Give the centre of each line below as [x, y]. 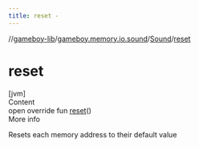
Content [22, 102]
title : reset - [34, 16]
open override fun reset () [50, 110]
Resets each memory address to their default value [93, 134]
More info [24, 119]
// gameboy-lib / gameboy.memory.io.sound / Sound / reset [99, 39]
